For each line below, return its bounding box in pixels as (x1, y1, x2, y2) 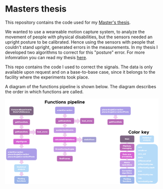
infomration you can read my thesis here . (5, 54, 88, 60)
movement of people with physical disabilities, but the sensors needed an (5, 34, 153, 40)
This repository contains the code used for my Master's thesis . (5, 19, 131, 25)
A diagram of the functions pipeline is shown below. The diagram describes (5, 83, 157, 89)
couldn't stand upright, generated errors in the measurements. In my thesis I (5, 44, 158, 50)
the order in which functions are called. (5, 89, 84, 94)
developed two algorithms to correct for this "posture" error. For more (5, 49, 145, 55)
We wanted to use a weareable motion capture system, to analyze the (5, 29, 145, 34)
